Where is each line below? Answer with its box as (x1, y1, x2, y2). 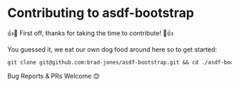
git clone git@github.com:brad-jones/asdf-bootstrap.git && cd (7, 59, 199, 66)
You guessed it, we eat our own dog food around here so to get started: (7, 45, 217, 54)
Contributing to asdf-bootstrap (7, 5, 194, 21)
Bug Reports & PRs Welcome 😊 (7, 71, 100, 80)
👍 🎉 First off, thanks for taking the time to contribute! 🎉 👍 (7, 28, 174, 37)
